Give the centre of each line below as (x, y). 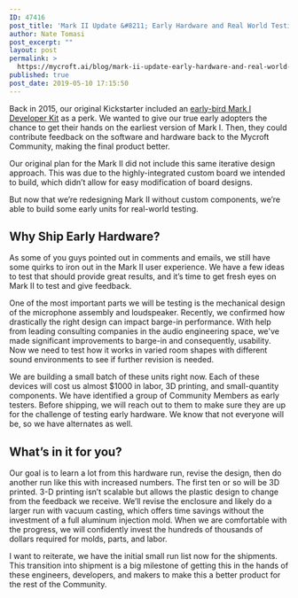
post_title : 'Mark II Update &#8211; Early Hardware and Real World (138, 26)
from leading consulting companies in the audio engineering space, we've (144, 331)
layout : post (33, 50)
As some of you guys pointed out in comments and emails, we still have (140, 258)
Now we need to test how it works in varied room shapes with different (138, 350)
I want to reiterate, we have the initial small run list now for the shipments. (143, 556)
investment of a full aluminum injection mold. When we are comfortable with (148, 520)
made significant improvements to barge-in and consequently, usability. (140, 341)
